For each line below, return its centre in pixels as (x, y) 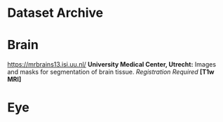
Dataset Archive (55, 13)
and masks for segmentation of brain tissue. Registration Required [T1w (111, 72)
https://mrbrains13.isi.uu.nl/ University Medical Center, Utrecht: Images (111, 65)
